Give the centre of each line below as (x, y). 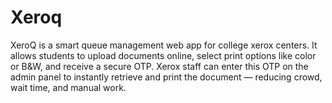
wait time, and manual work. (68, 87)
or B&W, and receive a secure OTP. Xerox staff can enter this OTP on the (159, 66)
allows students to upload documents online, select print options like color (163, 55)
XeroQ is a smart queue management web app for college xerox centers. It (164, 45)
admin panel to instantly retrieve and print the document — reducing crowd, (166, 77)
